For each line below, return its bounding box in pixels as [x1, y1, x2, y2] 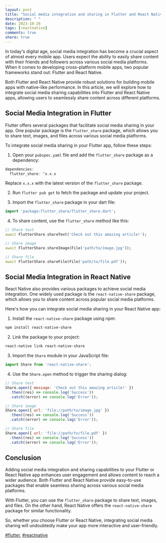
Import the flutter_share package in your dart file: [12, 199, 116, 205]
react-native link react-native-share [5, 344, 85, 349]
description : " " [5, 16, 41, 21]
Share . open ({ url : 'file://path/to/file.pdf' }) [5, 431, 107, 436]
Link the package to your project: [12, 334, 80, 340]
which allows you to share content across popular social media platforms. [5, 296, 155, 302]
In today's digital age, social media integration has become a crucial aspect [5, 48, 159, 54]
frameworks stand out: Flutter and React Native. [5, 69, 103, 75]
